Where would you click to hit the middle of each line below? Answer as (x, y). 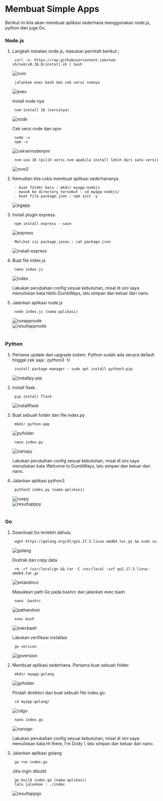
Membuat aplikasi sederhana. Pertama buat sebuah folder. (71, 665)
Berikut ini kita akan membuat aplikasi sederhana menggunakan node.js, (78, 23)
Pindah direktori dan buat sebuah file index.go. (59, 693)
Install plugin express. (34, 215)
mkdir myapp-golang (34, 674)
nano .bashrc (28, 601)
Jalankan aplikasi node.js (37, 303)
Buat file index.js (29, 260)
